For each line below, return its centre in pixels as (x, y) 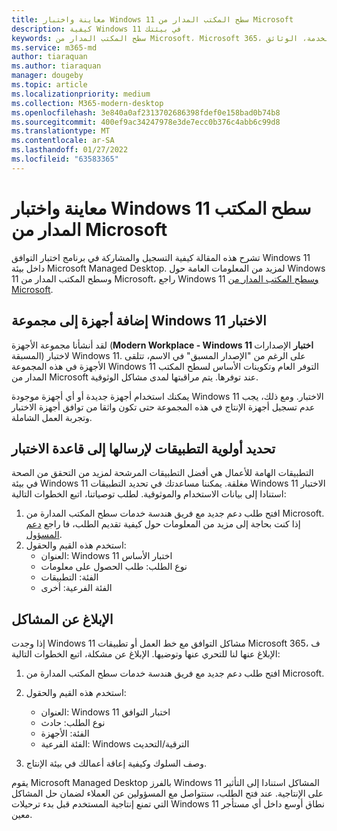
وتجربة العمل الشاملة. (52, 417)
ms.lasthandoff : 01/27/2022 (70, 150)
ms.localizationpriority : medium (81, 94)
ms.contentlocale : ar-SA (63, 141)
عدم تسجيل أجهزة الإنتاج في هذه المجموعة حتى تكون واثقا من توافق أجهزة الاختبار (163, 407)
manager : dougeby (47, 76)
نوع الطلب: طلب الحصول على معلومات (114, 567)
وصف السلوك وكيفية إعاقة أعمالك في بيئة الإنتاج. (116, 763)
